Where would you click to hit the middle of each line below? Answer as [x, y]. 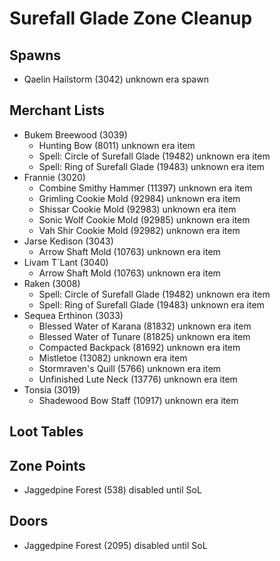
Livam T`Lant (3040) [66, 262]
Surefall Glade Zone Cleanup [131, 18]
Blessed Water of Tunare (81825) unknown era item [144, 336]
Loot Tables [46, 432]
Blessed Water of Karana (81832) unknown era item [145, 326]
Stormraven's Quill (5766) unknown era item [130, 368]
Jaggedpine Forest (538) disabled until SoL [112, 490]
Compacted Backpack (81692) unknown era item [139, 347]
